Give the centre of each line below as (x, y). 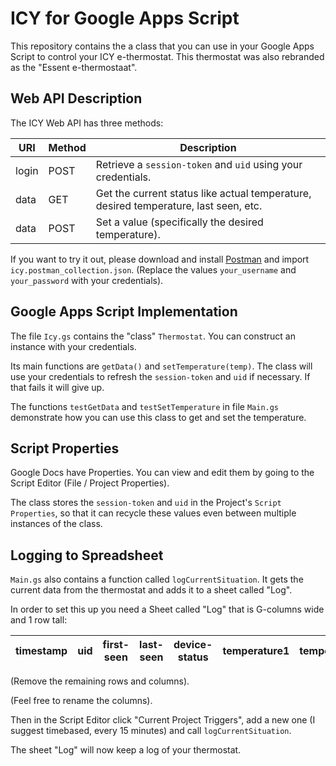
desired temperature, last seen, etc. (179, 205)
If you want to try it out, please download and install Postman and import (160, 259)
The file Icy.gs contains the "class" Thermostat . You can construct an (153, 336)
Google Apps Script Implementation (124, 312)
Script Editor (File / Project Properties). (90, 483)
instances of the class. (56, 524)
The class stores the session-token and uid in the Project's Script (146, 503)
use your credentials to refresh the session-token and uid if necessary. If (160, 376)
